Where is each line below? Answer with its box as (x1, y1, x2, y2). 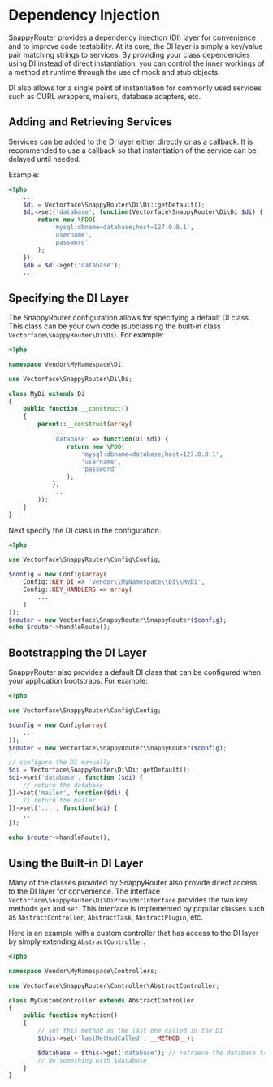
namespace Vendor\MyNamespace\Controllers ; (8, 967, 158, 975)
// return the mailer (23, 796, 96, 804)
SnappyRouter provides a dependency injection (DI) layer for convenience (8, 33, 256, 42)
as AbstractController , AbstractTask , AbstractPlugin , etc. (8, 912, 203, 922)
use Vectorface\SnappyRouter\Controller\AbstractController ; (8, 981, 220, 989)
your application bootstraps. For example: (8, 676, 148, 686)
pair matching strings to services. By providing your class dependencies (8, 50, 250, 59)
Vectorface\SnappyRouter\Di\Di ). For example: (8, 330, 164, 340)
